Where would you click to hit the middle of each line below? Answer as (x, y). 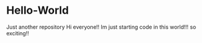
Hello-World (38, 10)
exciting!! (18, 33)
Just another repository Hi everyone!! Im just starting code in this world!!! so (101, 27)
